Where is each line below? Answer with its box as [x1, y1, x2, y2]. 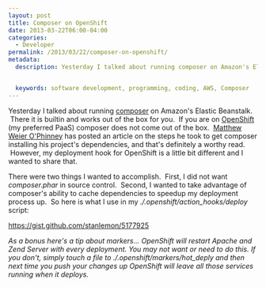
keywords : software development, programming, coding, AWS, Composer [15, 84, 249, 92]
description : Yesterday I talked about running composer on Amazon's [15, 63, 249, 71]
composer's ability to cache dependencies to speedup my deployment [8, 188, 239, 198]
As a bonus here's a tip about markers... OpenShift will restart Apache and [8, 236, 253, 245]
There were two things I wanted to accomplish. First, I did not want [8, 172, 228, 181]
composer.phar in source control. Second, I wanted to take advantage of [8, 179, 247, 190]
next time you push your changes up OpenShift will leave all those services [8, 261, 253, 270]
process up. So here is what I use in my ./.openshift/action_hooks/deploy [8, 197, 248, 206]
